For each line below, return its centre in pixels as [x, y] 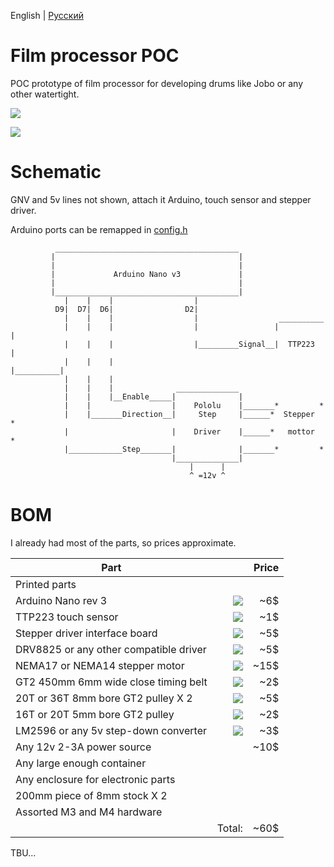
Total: [229, 828]
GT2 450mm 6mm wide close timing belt [111, 682]
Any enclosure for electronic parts [95, 779]
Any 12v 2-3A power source [83, 747]
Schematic [56, 172]
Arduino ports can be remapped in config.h [99, 229]
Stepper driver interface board [86, 633]
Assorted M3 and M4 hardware [89, 812]
